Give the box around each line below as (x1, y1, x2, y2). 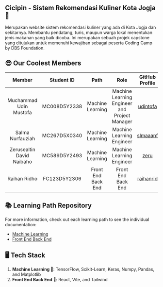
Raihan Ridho (7, 175, 38, 182)
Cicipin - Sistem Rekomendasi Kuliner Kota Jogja (5, 4, 156, 12)
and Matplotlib (12, 271, 41, 277)
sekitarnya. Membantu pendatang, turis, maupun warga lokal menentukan (5, 29, 153, 35)
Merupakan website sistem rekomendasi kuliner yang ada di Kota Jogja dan (5, 24, 156, 30)
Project (114, 112, 130, 118)
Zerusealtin (9, 146, 35, 152)
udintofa (138, 103, 157, 110)
